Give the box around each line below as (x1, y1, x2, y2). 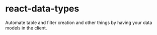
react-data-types (5, 3, 80, 14)
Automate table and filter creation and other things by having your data (5, 19, 152, 25)
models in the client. (5, 24, 47, 30)
